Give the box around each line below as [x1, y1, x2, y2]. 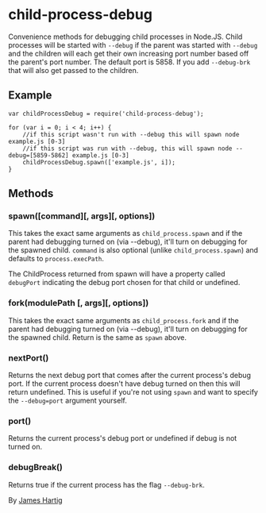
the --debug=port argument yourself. [8, 395, 127, 406]
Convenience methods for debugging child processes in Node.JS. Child [8, 32, 243, 41]
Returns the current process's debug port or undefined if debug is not [8, 434, 237, 443]
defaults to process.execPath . [8, 254, 105, 264]
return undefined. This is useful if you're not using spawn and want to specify [8, 388, 258, 397]
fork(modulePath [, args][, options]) [8, 298, 149, 309]
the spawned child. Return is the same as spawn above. [8, 332, 187, 342]
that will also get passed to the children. [8, 65, 139, 75]
